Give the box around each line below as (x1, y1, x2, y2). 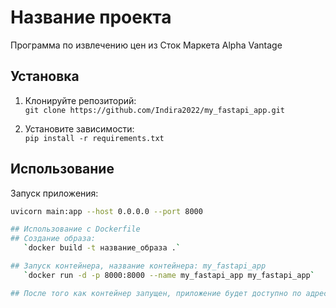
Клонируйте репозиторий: (24, 94, 137, 106)
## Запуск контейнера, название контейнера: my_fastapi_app (10, 261, 267, 271)
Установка (10, 68, 80, 85)
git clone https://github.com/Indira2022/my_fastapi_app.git (24, 105, 286, 115)
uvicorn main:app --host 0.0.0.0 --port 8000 (10, 206, 203, 216)
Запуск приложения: (10, 187, 99, 199)
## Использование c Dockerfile (10, 224, 141, 235)
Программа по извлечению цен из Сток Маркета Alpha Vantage (10, 39, 283, 51)
